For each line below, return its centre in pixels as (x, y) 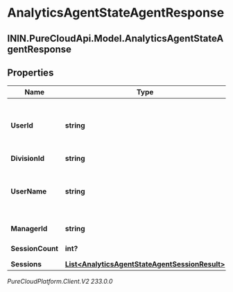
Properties (31, 72)
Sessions (26, 264)
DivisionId (28, 159)
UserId (22, 126)
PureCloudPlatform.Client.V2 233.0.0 (60, 282)
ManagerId (29, 229)
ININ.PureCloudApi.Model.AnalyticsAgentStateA (115, 38)
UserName (29, 191)
